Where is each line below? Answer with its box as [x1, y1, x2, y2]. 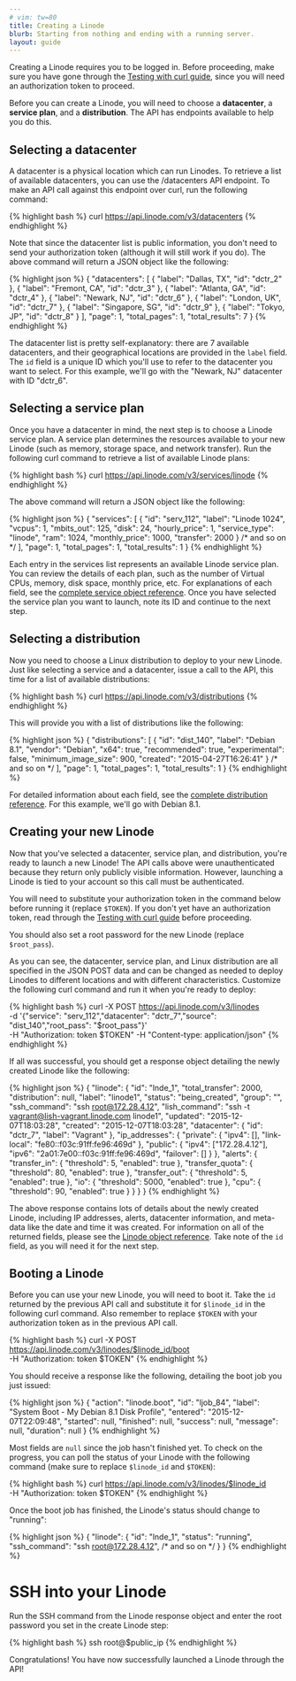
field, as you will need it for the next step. [9, 1240, 160, 1251]
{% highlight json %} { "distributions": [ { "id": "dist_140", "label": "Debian [9, 734, 276, 745]
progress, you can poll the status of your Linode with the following [9, 1452, 250, 1462]
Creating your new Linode [9, 825, 155, 840]
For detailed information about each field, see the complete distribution [9, 789, 268, 800]
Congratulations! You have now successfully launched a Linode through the [9, 1654, 285, 1665]
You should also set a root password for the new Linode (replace [9, 929, 245, 940]
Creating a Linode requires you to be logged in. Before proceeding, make [9, 62, 275, 73]
